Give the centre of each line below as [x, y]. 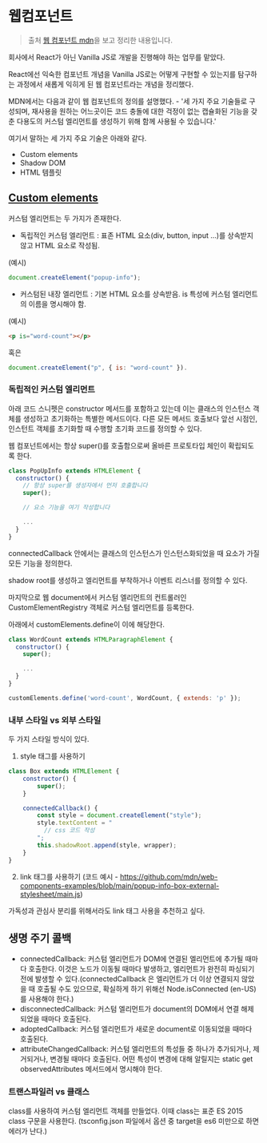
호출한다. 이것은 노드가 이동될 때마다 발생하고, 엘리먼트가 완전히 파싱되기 [141, 969]
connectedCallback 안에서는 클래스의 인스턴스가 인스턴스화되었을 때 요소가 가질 [134, 553]
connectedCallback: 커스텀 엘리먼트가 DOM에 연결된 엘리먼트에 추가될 [132, 959]
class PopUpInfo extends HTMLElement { [75, 471]
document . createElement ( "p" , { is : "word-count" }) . [98, 368]
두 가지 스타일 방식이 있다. [49, 739]
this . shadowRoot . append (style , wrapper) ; [107, 845]
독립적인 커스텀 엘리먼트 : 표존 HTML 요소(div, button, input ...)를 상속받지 [137, 235]
